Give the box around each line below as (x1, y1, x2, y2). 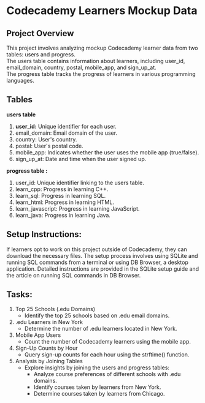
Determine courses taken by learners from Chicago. (33, 390, 165, 397)
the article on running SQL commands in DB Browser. (6, 271, 141, 279)
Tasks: (6, 289, 33, 300)
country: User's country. (15, 135, 77, 143)
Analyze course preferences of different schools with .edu (33, 371, 181, 378)
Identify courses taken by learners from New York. (33, 383, 161, 391)
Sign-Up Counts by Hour (15, 344, 78, 352)
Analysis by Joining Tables (15, 358, 83, 365)
